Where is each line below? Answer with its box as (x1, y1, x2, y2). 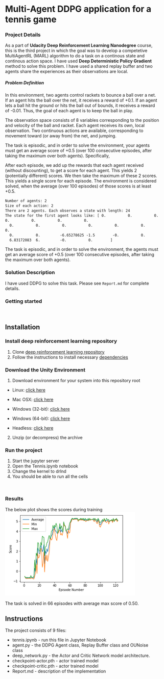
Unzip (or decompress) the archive (12, 435, 83, 441)
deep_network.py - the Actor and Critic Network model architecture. (12, 653, 150, 658)
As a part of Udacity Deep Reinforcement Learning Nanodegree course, (5, 43, 153, 49)
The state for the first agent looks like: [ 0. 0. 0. (5, 213, 159, 218)
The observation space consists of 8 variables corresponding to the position (5, 117, 159, 123)
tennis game (5, 14, 57, 25)
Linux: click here (12, 387, 46, 393)
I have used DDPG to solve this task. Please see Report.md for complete (5, 280, 149, 286)
